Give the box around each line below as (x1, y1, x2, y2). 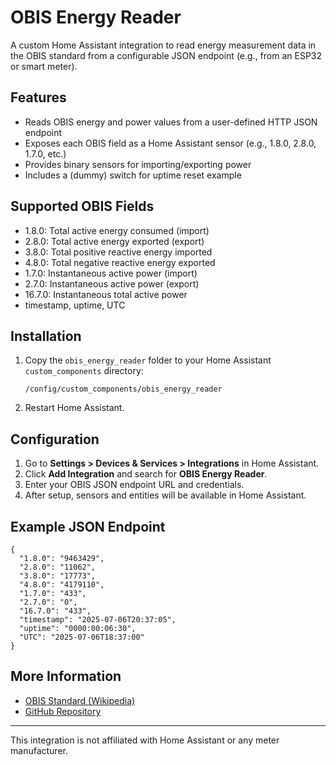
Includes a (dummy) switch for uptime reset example (24, 169, 242, 181)
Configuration (10, 431, 100, 448)
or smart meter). (10, 60, 78, 72)
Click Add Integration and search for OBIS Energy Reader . (24, 468, 268, 480)
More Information (10, 668, 122, 685)
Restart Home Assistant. (24, 402, 125, 414)
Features (10, 89, 67, 106)
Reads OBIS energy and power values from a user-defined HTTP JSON (24, 116, 318, 128)
